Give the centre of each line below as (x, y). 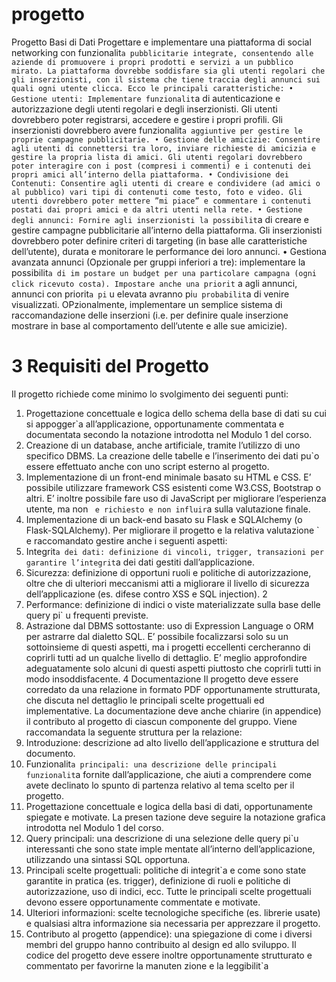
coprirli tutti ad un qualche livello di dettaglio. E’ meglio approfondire (166, 657)
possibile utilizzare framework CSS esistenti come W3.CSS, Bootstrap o (173, 487)
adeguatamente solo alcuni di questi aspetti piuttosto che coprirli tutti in (173, 668)
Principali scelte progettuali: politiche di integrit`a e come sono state (166, 870)
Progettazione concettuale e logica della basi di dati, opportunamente (169, 806)
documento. (50, 753)
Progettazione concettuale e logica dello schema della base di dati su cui (176, 413)
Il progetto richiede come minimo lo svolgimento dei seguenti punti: (150, 394)
